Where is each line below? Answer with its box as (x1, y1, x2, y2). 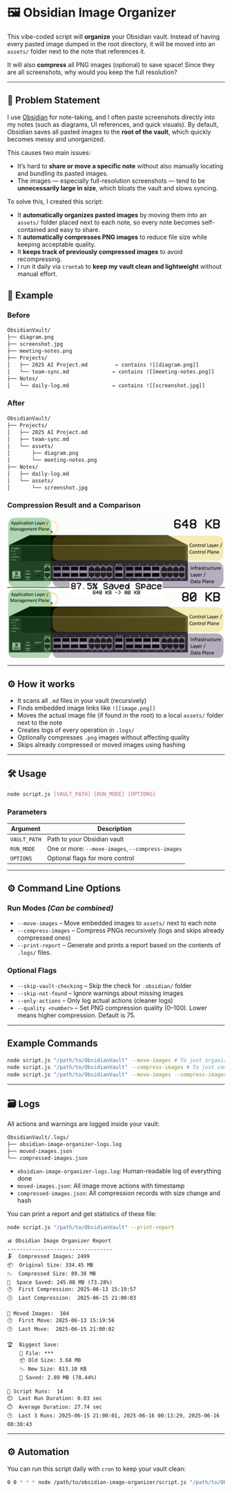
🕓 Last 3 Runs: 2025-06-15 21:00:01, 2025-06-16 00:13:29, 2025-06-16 (7, 1412, 220, 1419)
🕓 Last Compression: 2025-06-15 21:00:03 (7, 1294, 137, 1301)
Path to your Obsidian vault (47, 834, 124, 843)
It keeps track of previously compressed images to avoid (17, 247, 183, 256)
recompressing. (17, 255, 62, 263)
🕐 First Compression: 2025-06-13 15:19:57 (7, 1285, 137, 1293)
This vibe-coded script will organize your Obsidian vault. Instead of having (7, 32, 220, 41)
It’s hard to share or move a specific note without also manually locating (17, 161, 224, 170)
